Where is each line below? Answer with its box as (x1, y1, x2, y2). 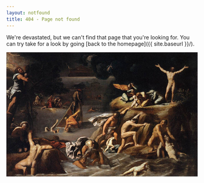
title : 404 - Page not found (6, 16, 80, 22)
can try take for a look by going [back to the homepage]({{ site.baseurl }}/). (6, 40, 195, 47)
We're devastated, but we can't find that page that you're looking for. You (6, 33, 190, 41)
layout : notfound (6, 10, 50, 16)
